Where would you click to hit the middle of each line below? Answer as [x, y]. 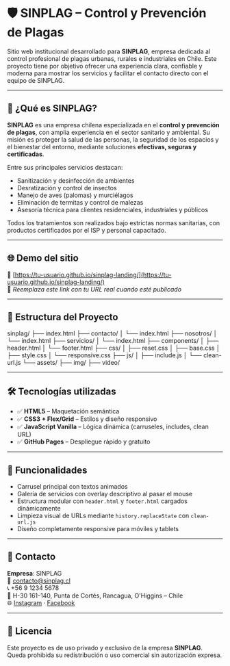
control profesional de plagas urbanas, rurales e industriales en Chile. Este [112, 58]
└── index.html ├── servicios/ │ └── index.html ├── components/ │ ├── [113, 341]
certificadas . [26, 154]
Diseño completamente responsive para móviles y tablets [98, 529]
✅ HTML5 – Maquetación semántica [68, 411]
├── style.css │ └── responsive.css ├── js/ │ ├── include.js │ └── [104, 355]
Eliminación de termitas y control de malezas [80, 202]
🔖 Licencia [30, 631]
